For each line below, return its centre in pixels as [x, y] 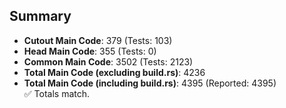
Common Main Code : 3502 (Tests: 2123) [108, 61]
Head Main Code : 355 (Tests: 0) [90, 51]
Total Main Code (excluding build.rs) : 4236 [114, 72]
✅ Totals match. [57, 93]
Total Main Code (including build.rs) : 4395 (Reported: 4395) [150, 83]
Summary [40, 16]
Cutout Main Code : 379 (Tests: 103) [98, 40]
